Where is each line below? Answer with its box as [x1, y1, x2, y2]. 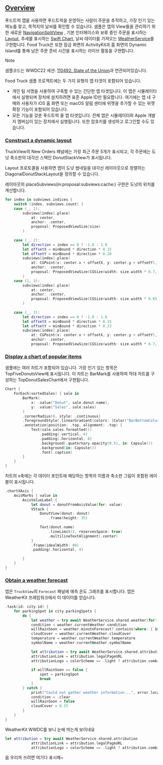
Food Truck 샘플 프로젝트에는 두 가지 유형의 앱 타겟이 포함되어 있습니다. [5, 78, 142, 84]
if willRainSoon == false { [31, 667, 88, 672]
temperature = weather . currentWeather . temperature [31, 636, 136, 641]
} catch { [22, 685, 42, 690]
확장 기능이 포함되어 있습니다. [12, 106, 68, 112]
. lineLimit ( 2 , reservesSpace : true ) [48, 529, 123, 534]
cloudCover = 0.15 [31, 704, 68, 709]
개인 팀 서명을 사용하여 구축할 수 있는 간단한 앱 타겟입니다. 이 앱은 [12, 88, 136, 94]
